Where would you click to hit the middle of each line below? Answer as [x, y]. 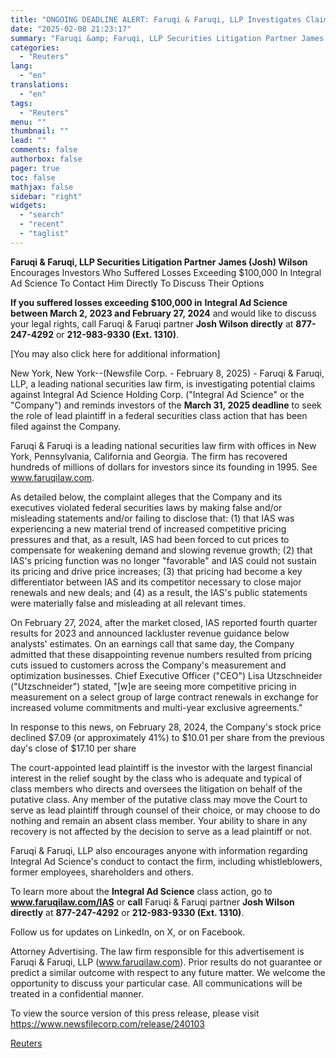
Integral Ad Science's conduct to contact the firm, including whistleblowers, [166, 861]
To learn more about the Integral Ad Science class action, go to [141, 891]
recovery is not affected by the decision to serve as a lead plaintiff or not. [161, 831]
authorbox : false [46, 159]
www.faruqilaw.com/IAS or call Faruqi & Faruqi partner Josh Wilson [152, 902]
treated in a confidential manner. [77, 993]
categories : [35, 47]
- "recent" [42, 224]
